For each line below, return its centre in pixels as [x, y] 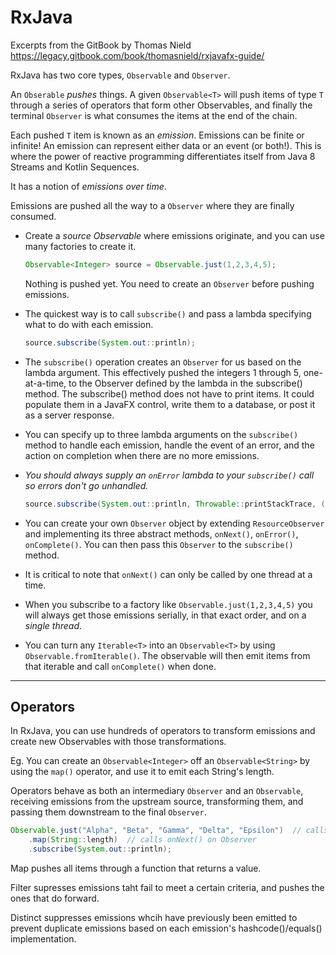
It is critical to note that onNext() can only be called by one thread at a [168, 574]
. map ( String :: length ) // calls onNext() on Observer [142, 840]
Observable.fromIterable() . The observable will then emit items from [167, 655]
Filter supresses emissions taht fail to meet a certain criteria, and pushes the [167, 887]
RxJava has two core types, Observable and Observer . [120, 75]
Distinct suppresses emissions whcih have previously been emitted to [154, 917]
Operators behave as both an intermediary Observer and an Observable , [157, 791]
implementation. [43, 939]
